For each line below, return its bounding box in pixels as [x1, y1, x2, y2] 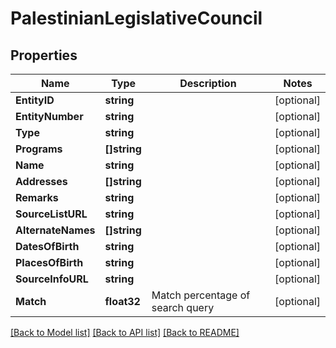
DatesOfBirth [15, 240, 80, 253]
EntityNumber [15, 110, 84, 123]
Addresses [15, 175, 68, 188]
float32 [104, 295, 141, 308]
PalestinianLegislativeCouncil [10, 7, 263, 30]
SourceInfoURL [15, 272, 89, 286]
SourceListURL [15, 207, 88, 221]
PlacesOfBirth [15, 256, 84, 269]
